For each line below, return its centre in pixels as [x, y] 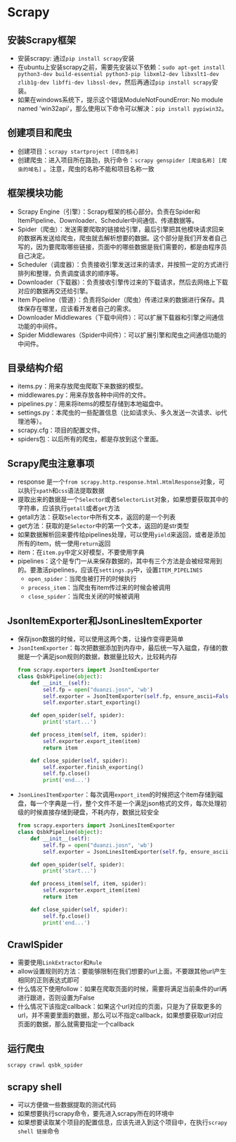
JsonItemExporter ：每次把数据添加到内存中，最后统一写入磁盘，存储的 [120, 648]
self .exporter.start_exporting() [92, 703]
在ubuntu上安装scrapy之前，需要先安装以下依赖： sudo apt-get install [121, 67]
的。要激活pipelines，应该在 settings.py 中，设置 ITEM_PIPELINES [110, 570]
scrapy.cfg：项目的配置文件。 [60, 430]
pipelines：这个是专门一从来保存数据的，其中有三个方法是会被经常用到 [120, 561]
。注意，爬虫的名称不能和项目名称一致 [99, 168]
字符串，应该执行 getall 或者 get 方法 [69, 508]
